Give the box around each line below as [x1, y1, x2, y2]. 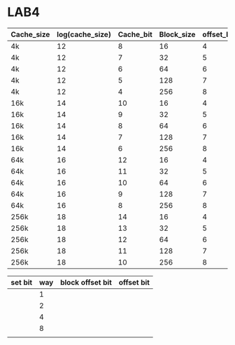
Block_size [159, 29, 196, 39]
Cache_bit [117, 29, 152, 39]
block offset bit [60, 277, 112, 287]
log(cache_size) [57, 29, 112, 39]
